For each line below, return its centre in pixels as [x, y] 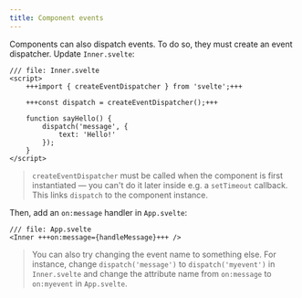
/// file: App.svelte [51, 229]
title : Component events [57, 18]
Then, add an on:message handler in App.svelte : [99, 212]
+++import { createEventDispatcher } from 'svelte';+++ [135, 86]
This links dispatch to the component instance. [120, 195]
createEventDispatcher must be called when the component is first [157, 176]
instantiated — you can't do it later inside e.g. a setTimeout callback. [160, 185]
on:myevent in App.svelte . [79, 283]
